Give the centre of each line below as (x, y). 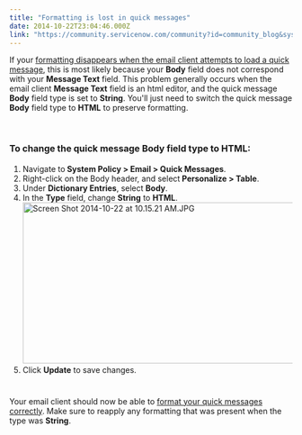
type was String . (40, 421)
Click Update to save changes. (79, 369)
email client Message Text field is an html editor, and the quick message (143, 89)
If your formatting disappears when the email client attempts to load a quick (149, 60)
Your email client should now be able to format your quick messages (136, 401)
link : (19, 34)
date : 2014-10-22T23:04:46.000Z (70, 26)
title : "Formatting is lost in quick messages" (100, 18)
